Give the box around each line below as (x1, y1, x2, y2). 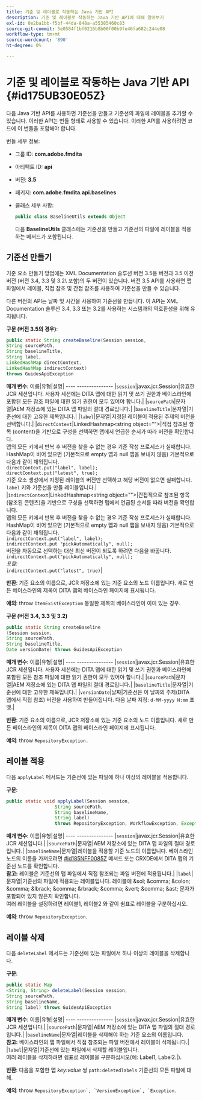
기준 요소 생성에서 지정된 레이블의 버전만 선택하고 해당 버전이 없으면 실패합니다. (6, 476, 192, 483)
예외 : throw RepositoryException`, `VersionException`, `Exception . (6, 1087, 176, 1094)
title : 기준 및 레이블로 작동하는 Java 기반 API (6, 8, 114, 15)
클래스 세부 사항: (14, 202, 54, 209)
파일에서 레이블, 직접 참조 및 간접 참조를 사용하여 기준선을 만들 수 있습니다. (6, 284, 181, 291)
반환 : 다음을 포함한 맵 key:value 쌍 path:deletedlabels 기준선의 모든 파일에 (6, 1066, 186, 1074)
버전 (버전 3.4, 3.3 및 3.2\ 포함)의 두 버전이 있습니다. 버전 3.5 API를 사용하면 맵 (6, 277, 192, 284)
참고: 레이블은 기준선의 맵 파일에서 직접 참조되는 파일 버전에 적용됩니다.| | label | (6, 870, 194, 877)
